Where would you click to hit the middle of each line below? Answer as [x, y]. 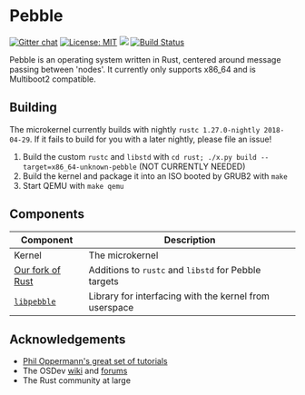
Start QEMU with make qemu [73, 185]
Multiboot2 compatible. [53, 79]
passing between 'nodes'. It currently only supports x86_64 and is [133, 69]
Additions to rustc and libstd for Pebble [175, 270]
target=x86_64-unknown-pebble [80, 167]
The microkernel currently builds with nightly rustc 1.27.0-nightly [135, 129]
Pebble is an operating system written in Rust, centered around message [145, 59]
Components [47, 214]
